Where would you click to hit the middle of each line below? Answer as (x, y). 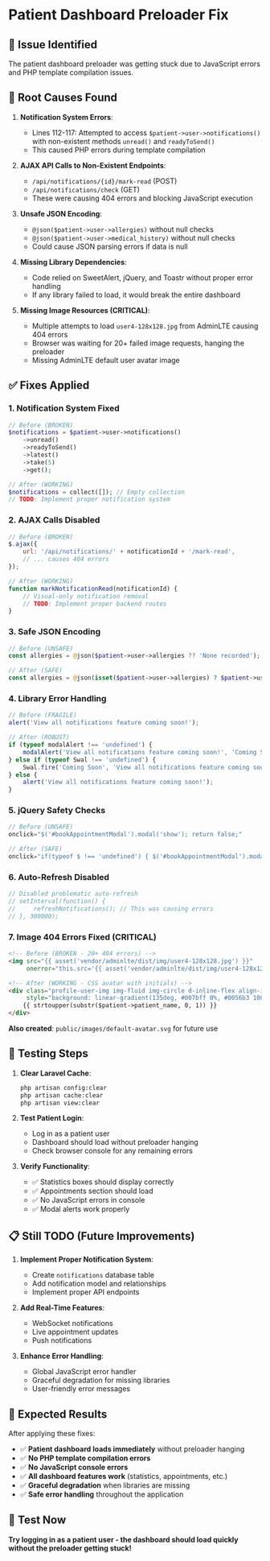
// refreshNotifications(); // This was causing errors (111, 909)
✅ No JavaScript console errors (74, 1468)
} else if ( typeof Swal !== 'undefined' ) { (82, 760)
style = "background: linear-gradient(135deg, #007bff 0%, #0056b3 (138, 998)
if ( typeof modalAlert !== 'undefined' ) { (80, 745)
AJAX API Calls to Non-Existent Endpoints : (93, 165)
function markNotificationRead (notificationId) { (93, 588)
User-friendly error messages (81, 1389)
